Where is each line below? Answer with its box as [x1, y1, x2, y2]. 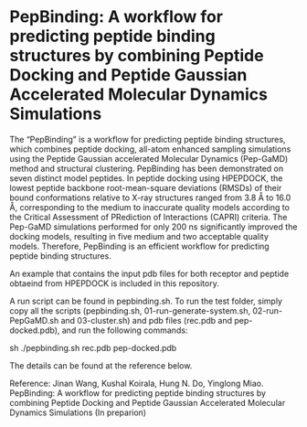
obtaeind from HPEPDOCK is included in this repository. [9, 277, 219, 289]
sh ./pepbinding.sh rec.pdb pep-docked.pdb [9, 342, 177, 353]
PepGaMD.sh [9, 315, 59, 326]
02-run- [252, 304, 283, 316]
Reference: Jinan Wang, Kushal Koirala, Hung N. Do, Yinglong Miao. [9, 378, 264, 389]
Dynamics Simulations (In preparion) [9, 407, 147, 418]
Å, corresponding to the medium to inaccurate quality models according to [9, 201, 291, 212]
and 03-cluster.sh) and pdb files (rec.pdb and [60, 315, 233, 326]
